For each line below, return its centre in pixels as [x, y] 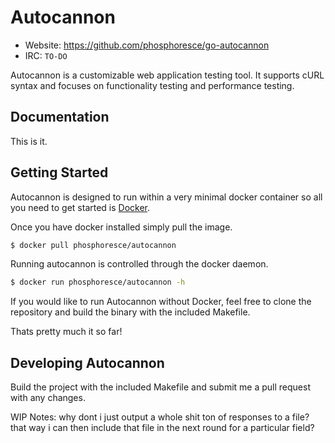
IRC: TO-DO [46, 55]
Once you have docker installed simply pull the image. [121, 227]
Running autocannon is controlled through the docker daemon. [139, 264]
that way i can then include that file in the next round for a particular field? [162, 428]
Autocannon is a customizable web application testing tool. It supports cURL [167, 75]
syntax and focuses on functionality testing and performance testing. [152, 85]
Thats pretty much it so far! [66, 332]
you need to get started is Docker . [80, 207]
